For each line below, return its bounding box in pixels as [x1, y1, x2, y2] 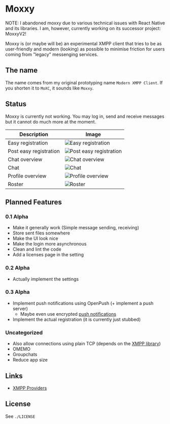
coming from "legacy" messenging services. [5, 51, 98, 57]
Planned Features [5, 198, 62, 206]
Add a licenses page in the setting [12, 252, 84, 258]
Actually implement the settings [12, 276, 79, 282]
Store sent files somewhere [12, 230, 70, 236]
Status [5, 100, 27, 108]
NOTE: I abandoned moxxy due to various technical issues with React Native [5, 20, 165, 26]
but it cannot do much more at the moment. [5, 118, 96, 125]
